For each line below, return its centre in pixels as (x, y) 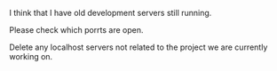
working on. (31, 56)
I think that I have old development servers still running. (111, 13)
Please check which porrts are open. (76, 30)
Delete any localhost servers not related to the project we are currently (138, 47)
